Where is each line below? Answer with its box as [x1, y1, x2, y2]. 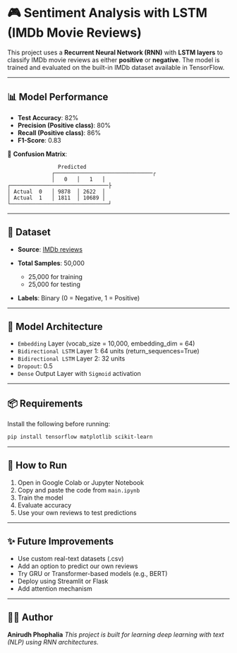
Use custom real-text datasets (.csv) [17, 554, 124, 563]
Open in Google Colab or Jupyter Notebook [17, 478, 145, 487]
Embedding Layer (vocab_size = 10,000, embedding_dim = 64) [17, 339, 195, 348]
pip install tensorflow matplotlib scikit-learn [7, 433, 153, 441]
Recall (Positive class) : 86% [17, 128, 101, 137]
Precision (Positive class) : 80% [17, 121, 111, 129]
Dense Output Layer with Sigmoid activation [17, 370, 141, 378]
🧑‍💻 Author [7, 611, 54, 623]
